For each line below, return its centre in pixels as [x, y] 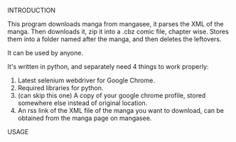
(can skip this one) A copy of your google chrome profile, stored [112, 95]
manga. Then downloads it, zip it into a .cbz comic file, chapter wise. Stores [118, 32]
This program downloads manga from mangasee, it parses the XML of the [116, 24]
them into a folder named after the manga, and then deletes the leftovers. [114, 39]
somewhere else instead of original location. [82, 103]
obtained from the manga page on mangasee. [85, 118]
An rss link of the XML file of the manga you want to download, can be [120, 110]
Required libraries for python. [60, 88]
